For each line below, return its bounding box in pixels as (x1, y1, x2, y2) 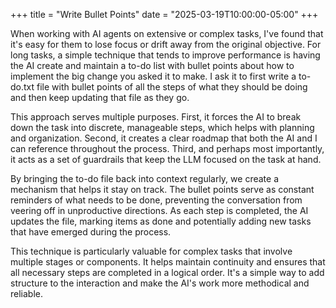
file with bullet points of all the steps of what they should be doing (36, 81, 308, 93)
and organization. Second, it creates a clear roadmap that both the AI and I (10, 132, 318, 144)
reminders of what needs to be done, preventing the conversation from (10, 194, 303, 206)
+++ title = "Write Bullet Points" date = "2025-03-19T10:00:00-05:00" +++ (10, 9, 319, 20)
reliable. (10, 288, 44, 299)
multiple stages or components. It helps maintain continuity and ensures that (10, 256, 326, 268)
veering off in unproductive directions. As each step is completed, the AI (10, 205, 309, 216)
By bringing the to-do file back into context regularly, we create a (10, 173, 279, 184)
